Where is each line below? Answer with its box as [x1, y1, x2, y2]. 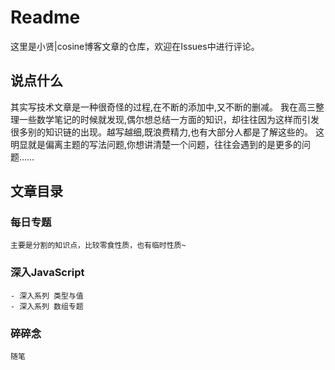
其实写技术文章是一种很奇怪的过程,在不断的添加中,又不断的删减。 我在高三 [10, 101, 317, 113]
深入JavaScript [10, 266, 85, 280]
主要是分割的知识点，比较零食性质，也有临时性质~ [10, 241, 187, 251]
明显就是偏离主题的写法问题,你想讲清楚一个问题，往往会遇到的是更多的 [10, 138, 303, 150]
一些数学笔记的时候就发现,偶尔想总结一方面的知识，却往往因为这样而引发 [18, 113, 320, 125]
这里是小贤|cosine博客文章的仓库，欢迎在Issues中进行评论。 [10, 40, 260, 52]
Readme [10, 6, 81, 29]
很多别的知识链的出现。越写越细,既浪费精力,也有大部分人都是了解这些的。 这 [10, 126, 325, 138]
